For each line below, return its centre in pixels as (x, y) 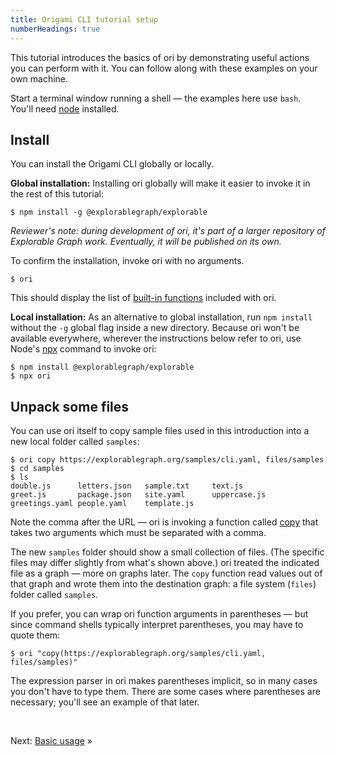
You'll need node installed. (65, 108)
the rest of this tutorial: (57, 194)
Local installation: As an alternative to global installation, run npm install (161, 317)
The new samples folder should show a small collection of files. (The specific (167, 552)
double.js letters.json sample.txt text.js (127, 486)
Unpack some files (70, 406)
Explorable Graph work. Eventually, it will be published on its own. (146, 242)
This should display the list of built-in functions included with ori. (143, 298)
